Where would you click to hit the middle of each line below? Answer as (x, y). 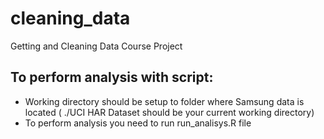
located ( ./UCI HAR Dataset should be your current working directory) (169, 112)
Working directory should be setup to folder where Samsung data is (164, 101)
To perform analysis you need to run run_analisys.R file (138, 123)
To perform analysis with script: (112, 77)
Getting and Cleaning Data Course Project (96, 46)
